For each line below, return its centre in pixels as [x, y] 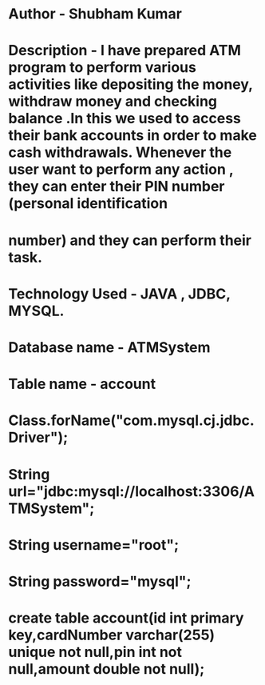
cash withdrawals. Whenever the [120, 152]
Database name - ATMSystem [109, 347]
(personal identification [88, 204]
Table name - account [82, 384]
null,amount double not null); [107, 669]
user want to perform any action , [121, 170]
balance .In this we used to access [125, 119]
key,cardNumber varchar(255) [112, 635]
